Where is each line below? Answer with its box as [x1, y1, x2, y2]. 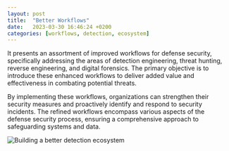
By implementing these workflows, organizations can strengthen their [7, 93, 209, 101]
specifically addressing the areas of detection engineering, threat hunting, [7, 57, 223, 65]
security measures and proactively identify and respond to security [7, 100, 202, 109]
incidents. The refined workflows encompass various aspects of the [7, 107, 205, 116]
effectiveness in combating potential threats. [7, 79, 137, 88]
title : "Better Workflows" [7, 17, 90, 24]
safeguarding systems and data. [7, 122, 101, 131]
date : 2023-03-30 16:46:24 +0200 [7, 23, 112, 30]
